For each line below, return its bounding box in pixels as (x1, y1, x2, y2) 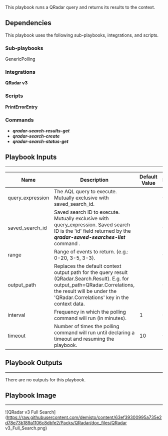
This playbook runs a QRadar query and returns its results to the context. (5, 5, 155, 10)
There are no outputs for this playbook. (5, 376, 86, 383)
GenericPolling (5, 56, 36, 62)
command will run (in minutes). (54, 315, 126, 322)
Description (79, 176, 109, 183)
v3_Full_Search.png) (5, 425, 47, 431)
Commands (5, 116, 34, 123)
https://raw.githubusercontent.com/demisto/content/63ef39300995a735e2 (6, 414, 162, 420)
